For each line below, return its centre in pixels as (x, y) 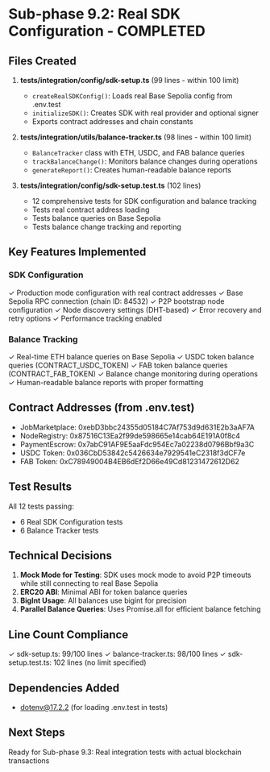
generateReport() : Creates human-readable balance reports (132, 170)
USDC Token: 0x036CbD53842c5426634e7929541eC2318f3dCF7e (133, 453)
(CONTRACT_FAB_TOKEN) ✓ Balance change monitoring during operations (133, 374)
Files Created (42, 61)
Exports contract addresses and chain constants (112, 121)
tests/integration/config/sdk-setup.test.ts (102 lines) (110, 185)
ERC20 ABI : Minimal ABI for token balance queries (104, 592)
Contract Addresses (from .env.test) (102, 408)
